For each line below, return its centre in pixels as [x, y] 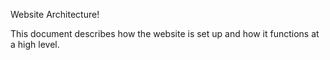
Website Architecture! [55, 14]
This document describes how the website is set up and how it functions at [165, 33]
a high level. [35, 44]
